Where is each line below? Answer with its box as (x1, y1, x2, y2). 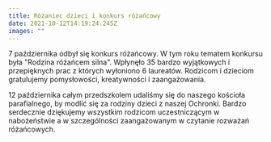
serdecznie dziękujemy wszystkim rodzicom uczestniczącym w (8, 107, 220, 117)
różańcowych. (8, 124, 56, 134)
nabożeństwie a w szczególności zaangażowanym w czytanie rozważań (8, 116, 250, 126)
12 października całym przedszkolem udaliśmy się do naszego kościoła (8, 90, 245, 100)
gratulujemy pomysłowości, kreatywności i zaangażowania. (8, 74, 206, 85)
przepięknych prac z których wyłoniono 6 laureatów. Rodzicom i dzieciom (8, 66, 255, 76)
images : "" (8, 27, 45, 35)
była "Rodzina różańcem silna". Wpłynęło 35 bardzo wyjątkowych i (8, 57, 231, 67)
